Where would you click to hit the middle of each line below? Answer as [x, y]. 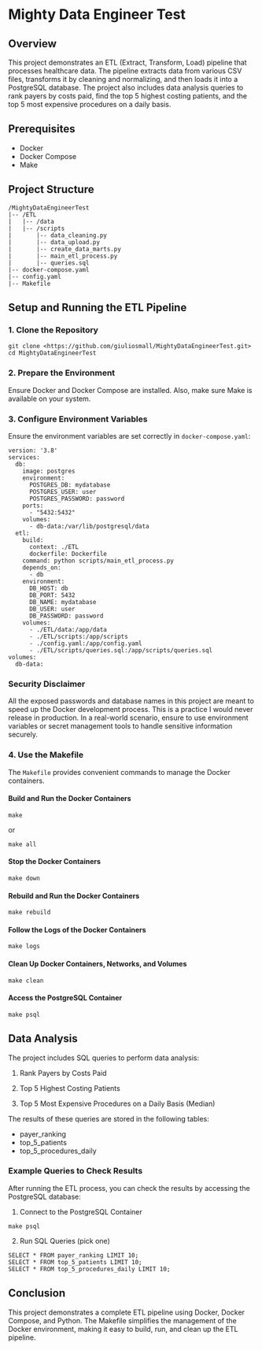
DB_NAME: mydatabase [63, 602]
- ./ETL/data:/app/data [68, 629]
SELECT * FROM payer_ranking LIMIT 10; [74, 1255]
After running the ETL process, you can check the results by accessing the [129, 1188]
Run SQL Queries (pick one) [65, 1241]
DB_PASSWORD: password [66, 616]
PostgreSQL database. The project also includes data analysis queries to [126, 87]
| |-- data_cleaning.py [58, 235]
